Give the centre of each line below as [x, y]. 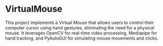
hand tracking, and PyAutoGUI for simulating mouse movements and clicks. [82, 38]
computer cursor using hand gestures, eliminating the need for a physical [80, 27]
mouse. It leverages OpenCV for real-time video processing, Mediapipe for [81, 33]
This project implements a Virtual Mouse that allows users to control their [80, 23]
